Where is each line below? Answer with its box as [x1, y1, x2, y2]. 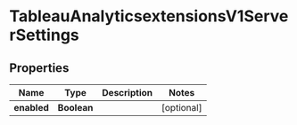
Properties [9, 60, 70, 75]
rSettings [9, 25, 80, 45]
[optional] [161, 102, 202, 113]
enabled [13, 102, 49, 113]
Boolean [57, 102, 94, 113]
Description [102, 87, 153, 98]
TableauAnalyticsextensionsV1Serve [9, 6, 289, 27]
